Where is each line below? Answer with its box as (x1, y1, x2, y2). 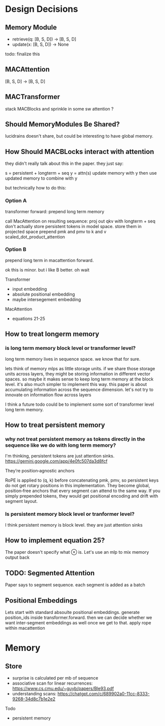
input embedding (12, 286, 47, 292)
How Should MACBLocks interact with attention (5, 147, 154, 156)
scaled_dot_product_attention (5, 233, 66, 240)
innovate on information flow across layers (5, 391, 92, 398)
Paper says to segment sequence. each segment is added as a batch (5, 582, 145, 588)
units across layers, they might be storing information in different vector (5, 371, 151, 377)
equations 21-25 (12, 315, 45, 321)
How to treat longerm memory (5, 330, 99, 339)
